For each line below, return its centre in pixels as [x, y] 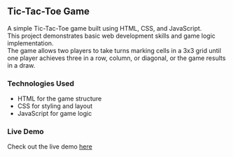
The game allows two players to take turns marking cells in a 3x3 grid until [114, 50]
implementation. [30, 43]
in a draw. [21, 65]
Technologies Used [41, 83]
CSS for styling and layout [55, 106]
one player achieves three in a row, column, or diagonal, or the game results [116, 58]
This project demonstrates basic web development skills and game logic [111, 36]
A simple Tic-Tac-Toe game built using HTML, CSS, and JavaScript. [105, 28]
